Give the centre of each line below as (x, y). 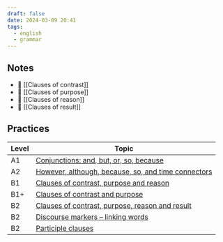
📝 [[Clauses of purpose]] (53, 92)
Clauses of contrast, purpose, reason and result (114, 205)
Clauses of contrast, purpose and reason (102, 183)
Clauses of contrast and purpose (90, 194)
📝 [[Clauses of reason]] (51, 99)
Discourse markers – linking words (92, 217)
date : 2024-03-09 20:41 (42, 20)
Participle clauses (65, 228)
